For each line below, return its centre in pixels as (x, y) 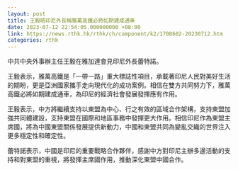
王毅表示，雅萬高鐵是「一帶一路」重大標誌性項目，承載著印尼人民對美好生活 (119, 76)
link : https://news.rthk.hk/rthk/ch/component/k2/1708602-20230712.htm (115, 34)
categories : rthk (33, 40)
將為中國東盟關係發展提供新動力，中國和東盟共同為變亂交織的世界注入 (128, 127)
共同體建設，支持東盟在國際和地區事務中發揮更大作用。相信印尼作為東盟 (119, 118)
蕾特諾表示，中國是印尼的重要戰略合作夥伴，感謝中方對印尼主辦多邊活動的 (116, 151)
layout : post (27, 14)
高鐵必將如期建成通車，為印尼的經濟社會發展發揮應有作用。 (94, 94)
